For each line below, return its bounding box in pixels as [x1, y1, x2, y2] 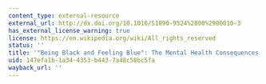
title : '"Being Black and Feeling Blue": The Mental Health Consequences [8, 49, 260, 57]
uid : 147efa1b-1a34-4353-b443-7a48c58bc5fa [8, 57, 156, 65]
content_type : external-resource [8, 11, 120, 20]
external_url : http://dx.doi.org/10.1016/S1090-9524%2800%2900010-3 [8, 19, 241, 27]
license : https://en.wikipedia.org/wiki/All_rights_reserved [8, 34, 216, 42]
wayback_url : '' [8, 64, 62, 72]
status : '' [8, 42, 45, 50]
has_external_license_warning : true [8, 26, 130, 34]
